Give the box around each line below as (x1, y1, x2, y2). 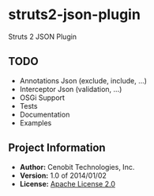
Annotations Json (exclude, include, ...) (19, 75, 148, 85)
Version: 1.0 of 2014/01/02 (19, 171, 107, 180)
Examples (19, 117, 52, 128)
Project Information (8, 141, 106, 155)
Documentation (19, 110, 70, 119)
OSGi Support (19, 93, 66, 102)
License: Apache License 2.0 (19, 179, 116, 188)
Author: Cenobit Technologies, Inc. (19, 162, 135, 171)
